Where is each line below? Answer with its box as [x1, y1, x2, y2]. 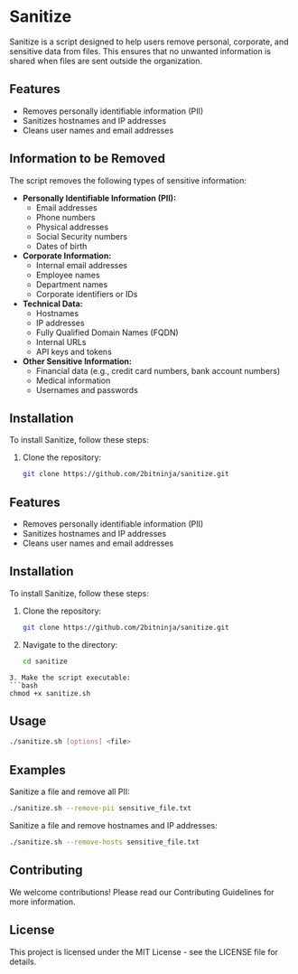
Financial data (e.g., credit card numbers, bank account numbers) [35, 365, 281, 376]
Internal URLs [35, 336, 87, 347]
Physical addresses [35, 221, 109, 232]
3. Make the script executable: [9, 673, 131, 682]
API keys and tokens [35, 346, 113, 357]
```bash [9, 680, 39, 690]
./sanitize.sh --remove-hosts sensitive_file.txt [9, 838, 200, 847]
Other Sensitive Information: [22, 355, 133, 367]
